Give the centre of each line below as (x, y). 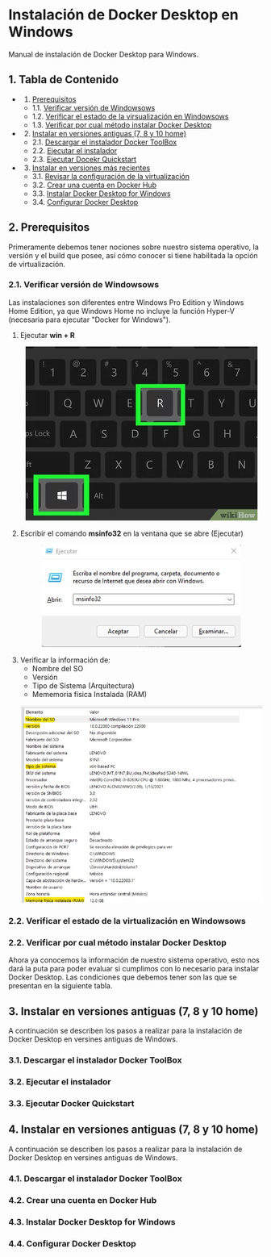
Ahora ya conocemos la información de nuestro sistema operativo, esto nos (134, 960)
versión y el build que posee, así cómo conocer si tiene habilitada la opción (133, 255)
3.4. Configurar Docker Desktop (85, 202)
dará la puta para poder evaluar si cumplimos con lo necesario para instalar (134, 969)
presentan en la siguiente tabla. (60, 986)
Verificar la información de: (65, 660)
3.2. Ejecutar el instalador (60, 1082)
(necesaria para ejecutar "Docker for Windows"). (90, 319)
